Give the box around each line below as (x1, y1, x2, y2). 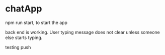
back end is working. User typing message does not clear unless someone (5, 29, 160, 35)
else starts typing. (5, 34, 43, 40)
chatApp (5, 3, 42, 14)
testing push (5, 44, 31, 50)
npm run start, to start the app (5, 19, 68, 25)
